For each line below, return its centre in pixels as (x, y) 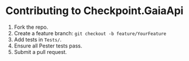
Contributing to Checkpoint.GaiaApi (94, 11)
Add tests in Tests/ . (38, 39)
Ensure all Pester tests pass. (48, 46)
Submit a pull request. (40, 52)
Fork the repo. (31, 27)
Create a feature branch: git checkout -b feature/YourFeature (90, 33)
